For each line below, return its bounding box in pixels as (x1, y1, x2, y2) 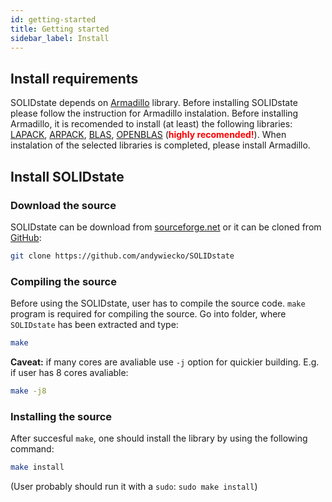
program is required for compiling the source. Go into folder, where (10, 308, 287, 320)
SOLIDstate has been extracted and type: (10, 319, 179, 331)
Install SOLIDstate (10, 168, 125, 185)
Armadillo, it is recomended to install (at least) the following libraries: (10, 118, 293, 130)
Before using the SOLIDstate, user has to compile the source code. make (10, 297, 306, 310)
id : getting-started (10, 14, 97, 25)
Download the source (10, 198, 117, 212)
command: (10, 443, 55, 455)
